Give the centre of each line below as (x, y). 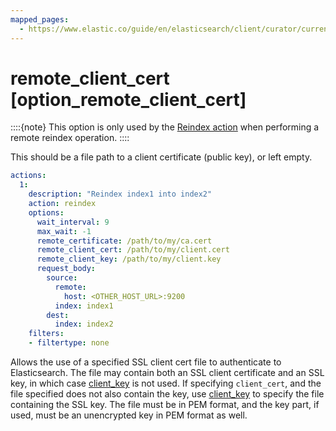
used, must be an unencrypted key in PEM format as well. (129, 415)
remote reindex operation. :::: (70, 138)
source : (62, 278)
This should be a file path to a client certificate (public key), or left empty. (161, 157)
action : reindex (62, 204)
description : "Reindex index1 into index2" (120, 194)
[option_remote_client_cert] (128, 99)
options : (46, 212)
